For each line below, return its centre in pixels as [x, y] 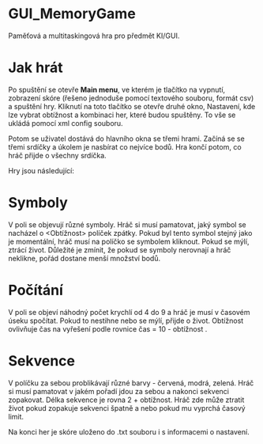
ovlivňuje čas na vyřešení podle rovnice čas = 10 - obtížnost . [108, 328]
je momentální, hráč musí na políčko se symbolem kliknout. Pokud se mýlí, [129, 241]
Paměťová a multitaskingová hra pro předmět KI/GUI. [94, 36]
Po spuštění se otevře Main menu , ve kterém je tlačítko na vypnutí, [117, 89]
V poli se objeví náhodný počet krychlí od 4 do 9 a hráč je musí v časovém [129, 312]
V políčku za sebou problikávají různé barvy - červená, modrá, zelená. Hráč [131, 383]
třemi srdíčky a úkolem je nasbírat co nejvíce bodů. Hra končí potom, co [125, 146]
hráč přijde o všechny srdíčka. [57, 155]
